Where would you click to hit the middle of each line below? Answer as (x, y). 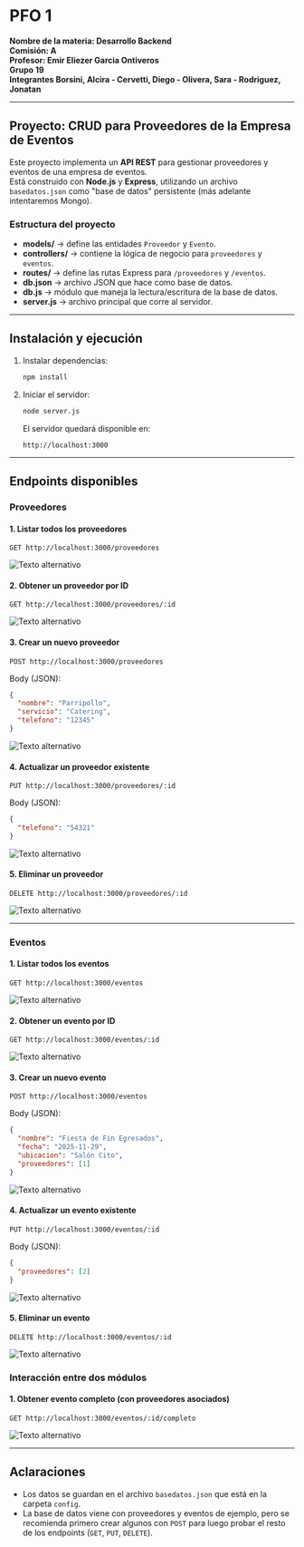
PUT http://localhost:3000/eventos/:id (85, 1230)
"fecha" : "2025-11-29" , (62, 1147)
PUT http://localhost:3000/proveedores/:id (93, 786)
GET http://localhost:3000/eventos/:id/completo (103, 1418)
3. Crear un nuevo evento (58, 1077)
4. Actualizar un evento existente (73, 1211)
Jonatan (25, 89)
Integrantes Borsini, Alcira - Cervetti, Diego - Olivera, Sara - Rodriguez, (145, 79)
